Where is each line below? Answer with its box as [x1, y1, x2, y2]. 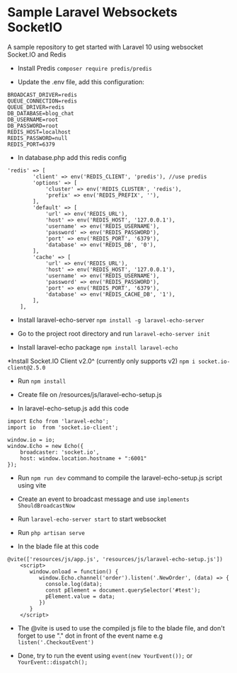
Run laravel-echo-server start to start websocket [17, 514, 166, 523]
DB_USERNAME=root [7, 116, 59, 123]
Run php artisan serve [17, 528, 85, 536]
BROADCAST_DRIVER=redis [7, 91, 78, 98]
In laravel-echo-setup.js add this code [17, 404, 129, 413]
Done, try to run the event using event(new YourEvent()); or [17, 651, 193, 660]
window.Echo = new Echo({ [7, 442, 83, 449]
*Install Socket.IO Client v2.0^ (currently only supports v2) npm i [7, 357, 196, 365]
